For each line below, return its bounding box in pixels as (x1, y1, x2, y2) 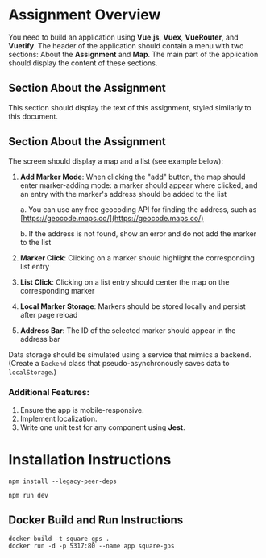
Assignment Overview (8, 6, 161, 24)
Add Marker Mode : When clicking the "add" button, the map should (19, 172, 246, 181)
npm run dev (8, 491, 48, 499)
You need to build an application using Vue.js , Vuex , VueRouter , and (8, 32, 239, 42)
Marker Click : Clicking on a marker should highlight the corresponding (19, 252, 256, 263)
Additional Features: (8, 387, 90, 398)
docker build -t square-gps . (8, 535, 110, 543)
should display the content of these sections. (8, 58, 158, 68)
